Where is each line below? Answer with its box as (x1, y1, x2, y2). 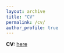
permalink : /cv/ (6, 19, 45, 25)
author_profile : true (6, 24, 59, 31)
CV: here (6, 41, 28, 48)
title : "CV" (6, 14, 35, 20)
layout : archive (6, 8, 45, 15)
